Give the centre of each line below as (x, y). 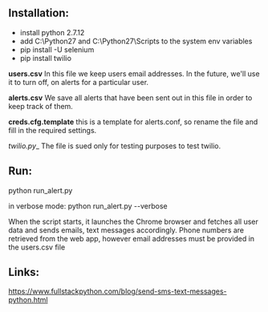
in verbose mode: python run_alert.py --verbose (88, 206)
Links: (24, 272)
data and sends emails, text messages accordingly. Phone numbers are (126, 230)
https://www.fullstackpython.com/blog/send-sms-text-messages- (118, 291)
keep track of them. (41, 106)
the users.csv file (37, 247)
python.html (28, 300)
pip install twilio (46, 58)
